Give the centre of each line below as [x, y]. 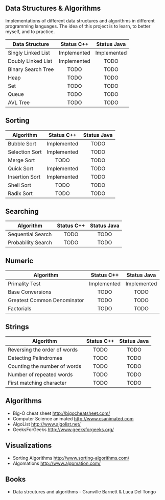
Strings [17, 327]
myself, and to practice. [30, 31]
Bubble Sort [22, 143]
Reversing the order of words [43, 350]
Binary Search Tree [31, 69]
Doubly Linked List [30, 61]
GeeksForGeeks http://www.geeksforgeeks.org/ [63, 429]
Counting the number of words [45, 366]
